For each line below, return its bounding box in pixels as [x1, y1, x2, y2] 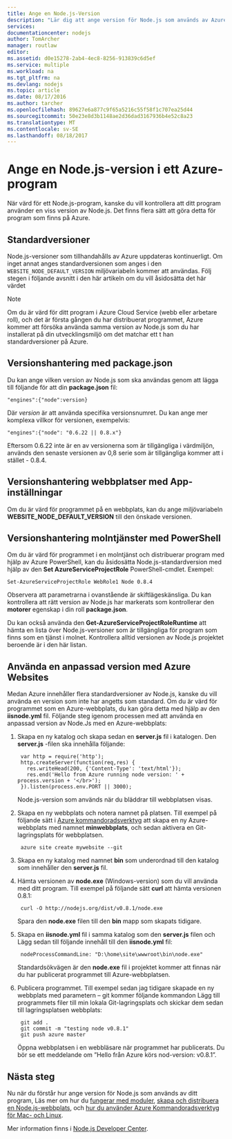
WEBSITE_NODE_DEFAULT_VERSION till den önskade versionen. [7, 512, 192, 521]
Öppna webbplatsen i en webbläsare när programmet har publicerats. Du [17, 1043, 225, 1052]
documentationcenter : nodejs [7, 29, 91, 37]
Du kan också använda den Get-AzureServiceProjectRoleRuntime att [7, 619, 207, 627]
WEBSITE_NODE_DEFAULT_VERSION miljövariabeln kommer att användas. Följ [7, 267, 212, 275]
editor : [7, 49, 30, 56]
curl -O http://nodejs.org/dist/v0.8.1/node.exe [20, 905, 164, 912]
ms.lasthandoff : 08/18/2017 [7, 132, 88, 139]
